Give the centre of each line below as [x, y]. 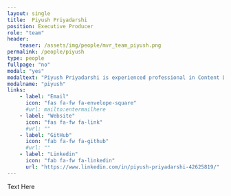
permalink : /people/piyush [46, 52]
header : [18, 39]
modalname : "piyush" [37, 84]
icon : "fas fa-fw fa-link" [64, 122]
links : [16, 90]
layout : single [29, 13]
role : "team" [26, 33]
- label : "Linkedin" [49, 154]
